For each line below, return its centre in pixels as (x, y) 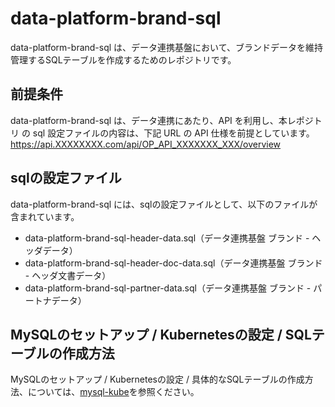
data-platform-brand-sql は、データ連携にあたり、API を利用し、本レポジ (162, 120)
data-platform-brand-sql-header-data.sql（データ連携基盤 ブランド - (167, 238)
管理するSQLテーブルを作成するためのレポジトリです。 (123, 59)
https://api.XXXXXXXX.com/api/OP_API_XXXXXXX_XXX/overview (146, 144)
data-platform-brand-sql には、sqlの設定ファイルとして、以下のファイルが (164, 204)
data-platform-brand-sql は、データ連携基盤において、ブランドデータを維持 (166, 47)
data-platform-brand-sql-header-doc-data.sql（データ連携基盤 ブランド (173, 263)
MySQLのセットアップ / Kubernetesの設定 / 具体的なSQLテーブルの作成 (157, 379)
